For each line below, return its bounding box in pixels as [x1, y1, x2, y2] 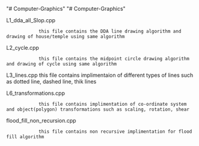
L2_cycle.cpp [6, 44, 39, 51]
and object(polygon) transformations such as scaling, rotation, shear [6, 106, 189, 112]
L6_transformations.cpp [6, 90, 65, 97]
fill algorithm [6, 134, 44, 140]
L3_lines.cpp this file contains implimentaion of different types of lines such [6, 71, 194, 79]
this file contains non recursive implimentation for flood [38, 129, 192, 135]
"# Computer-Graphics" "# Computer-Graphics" [6, 5, 126, 12]
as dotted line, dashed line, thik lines [6, 78, 97, 85]
